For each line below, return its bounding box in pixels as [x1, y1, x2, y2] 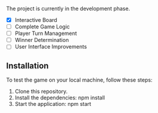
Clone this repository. [14, 88, 68, 95]
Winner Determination [14, 37, 69, 44]
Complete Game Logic [14, 23, 70, 30]
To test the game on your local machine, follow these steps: [6, 76, 153, 83]
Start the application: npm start [14, 101, 91, 108]
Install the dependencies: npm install [14, 94, 106, 101]
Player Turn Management [14, 30, 78, 37]
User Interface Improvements [14, 43, 88, 50]
